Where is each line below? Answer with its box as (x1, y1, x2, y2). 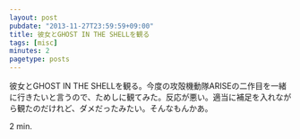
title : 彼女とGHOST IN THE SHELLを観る (9, 30, 150, 39)
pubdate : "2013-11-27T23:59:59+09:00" (9, 22, 154, 30)
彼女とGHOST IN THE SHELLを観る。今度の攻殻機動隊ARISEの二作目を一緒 (9, 81, 287, 91)
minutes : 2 (9, 47, 50, 56)
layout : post (9, 13, 58, 22)
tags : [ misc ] (9, 38, 58, 48)
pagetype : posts (9, 55, 70, 64)
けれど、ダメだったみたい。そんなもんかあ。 (47, 103, 213, 113)
